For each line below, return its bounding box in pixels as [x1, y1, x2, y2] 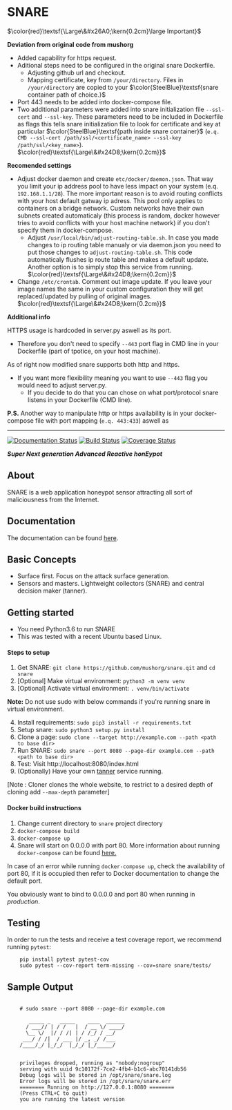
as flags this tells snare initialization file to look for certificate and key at [17, 119, 221, 128]
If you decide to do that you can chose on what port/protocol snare [27, 388, 219, 396]
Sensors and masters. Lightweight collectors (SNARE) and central [17, 580, 204, 588]
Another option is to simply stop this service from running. [27, 262, 193, 271]
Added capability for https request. [17, 53, 117, 62]
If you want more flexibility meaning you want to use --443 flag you [17, 374, 209, 382]
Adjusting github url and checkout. [27, 68, 126, 77]
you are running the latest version [19, 1096, 126, 1103]
